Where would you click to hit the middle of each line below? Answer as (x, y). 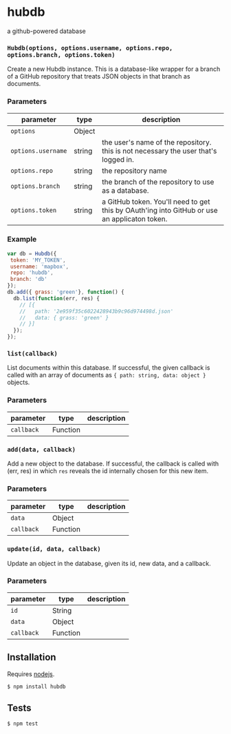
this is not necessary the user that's (159, 151)
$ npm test (23, 724)
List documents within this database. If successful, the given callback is (109, 368)
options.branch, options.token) (61, 55)
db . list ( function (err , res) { (56, 298)
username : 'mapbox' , (40, 266)
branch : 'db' (29, 280)
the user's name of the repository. (157, 142)
